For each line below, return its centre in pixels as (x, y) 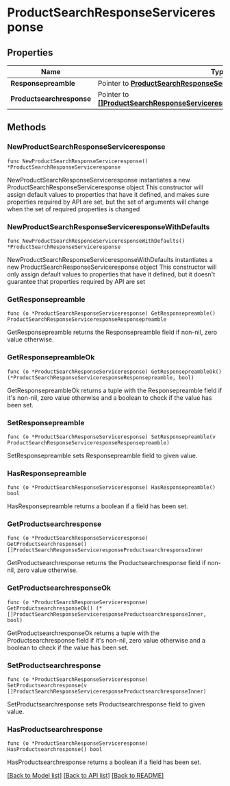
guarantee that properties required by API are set (76, 281)
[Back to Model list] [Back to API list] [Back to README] (86, 776)
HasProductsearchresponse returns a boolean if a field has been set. (104, 762)
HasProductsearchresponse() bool (55, 750)
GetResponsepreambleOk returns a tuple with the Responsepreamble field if (115, 390)
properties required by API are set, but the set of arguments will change (108, 202)
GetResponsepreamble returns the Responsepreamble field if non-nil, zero (112, 332)
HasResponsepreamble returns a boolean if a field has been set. (98, 506)
